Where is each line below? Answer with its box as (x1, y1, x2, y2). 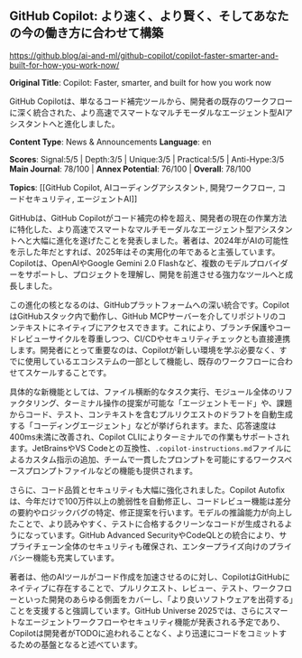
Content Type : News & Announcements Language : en (9, 136, 212, 147)
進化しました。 (64, 118, 120, 129)
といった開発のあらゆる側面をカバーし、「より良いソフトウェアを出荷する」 (16, 594, 294, 605)
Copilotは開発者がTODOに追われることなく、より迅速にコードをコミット (9, 627, 279, 638)
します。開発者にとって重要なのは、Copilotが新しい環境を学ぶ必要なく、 (9, 344, 279, 355)
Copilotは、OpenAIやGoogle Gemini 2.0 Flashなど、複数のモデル (9, 257, 250, 268)
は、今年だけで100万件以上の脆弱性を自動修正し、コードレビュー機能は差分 (9, 496, 291, 506)
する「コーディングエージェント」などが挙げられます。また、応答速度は (9, 420, 277, 431)
